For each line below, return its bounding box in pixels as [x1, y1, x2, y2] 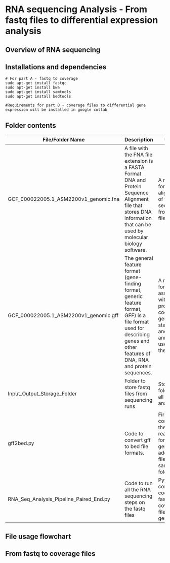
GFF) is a [124, 312, 146, 319]
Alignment [124, 196, 149, 203]
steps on [124, 499, 145, 506]
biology [124, 240, 143, 247]
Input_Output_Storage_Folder [8, 390, 77, 397]
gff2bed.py [8, 440, 34, 447]
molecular [124, 234, 148, 241]
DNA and [124, 176, 146, 184]
